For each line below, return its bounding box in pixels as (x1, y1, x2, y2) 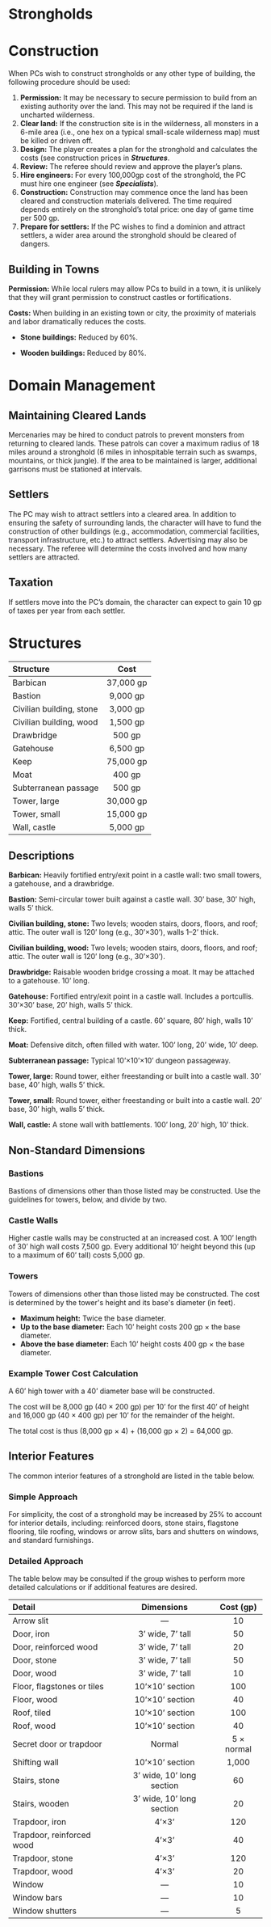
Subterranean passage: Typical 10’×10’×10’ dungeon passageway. (8, 1056, 231, 1066)
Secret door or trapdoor (12, 1739, 102, 1750)
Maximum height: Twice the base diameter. (19, 1313, 167, 1323)
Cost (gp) (219, 1602, 257, 1613)
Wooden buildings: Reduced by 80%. (19, 348, 147, 357)
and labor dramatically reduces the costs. (8, 316, 147, 326)
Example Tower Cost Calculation (8, 1367, 139, 1379)
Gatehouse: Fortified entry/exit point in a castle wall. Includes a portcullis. (8, 991, 254, 1001)
